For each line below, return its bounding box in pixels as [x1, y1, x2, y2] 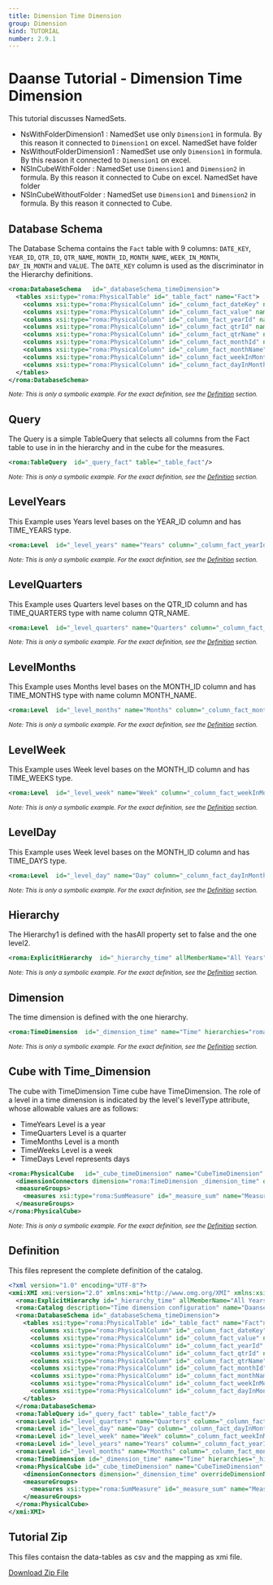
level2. [8, 938, 31, 948]
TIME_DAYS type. [8, 855, 67, 865]
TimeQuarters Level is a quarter [19, 1128, 127, 1137]
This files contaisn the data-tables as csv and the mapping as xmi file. [8, 1552, 242, 1561]
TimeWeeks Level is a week [19, 1145, 113, 1154]
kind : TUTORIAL [8, 27, 60, 35]
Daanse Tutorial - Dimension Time [8, 70, 243, 88]
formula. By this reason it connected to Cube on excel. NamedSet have [19, 172, 258, 183]
